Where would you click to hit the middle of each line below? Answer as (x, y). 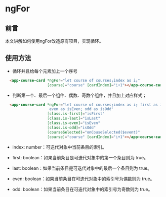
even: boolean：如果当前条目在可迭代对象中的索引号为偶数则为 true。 (83, 179)
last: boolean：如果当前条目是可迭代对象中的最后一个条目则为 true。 (82, 168)
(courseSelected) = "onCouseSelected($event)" (94, 132)
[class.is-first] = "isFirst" (76, 114)
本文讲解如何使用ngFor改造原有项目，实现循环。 (54, 41)
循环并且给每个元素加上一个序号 (45, 71)
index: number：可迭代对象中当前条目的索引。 (60, 147)
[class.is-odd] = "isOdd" (72, 128)
